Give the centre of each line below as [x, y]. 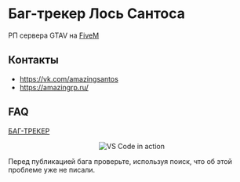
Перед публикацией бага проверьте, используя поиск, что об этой [120, 161]
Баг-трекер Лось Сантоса [97, 14]
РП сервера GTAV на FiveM [54, 35]
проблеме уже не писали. [52, 169]
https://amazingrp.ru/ [54, 87]
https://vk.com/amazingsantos [69, 78]
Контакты [33, 60]
